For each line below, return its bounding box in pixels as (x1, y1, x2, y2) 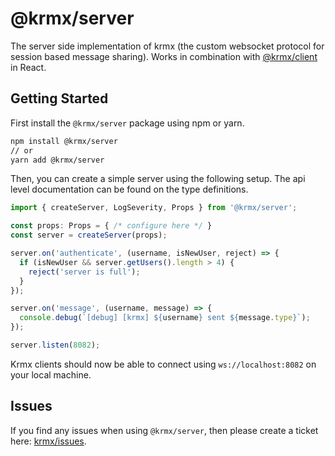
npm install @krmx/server (10, 136, 118, 146)
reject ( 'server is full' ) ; (28, 267, 141, 277)
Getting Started (10, 90, 109, 107)
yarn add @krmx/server (10, 155, 105, 165)
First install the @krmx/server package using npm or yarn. (10, 117, 245, 129)
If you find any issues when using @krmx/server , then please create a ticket (10, 424, 319, 436)
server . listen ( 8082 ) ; (10, 340, 101, 350)
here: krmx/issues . (10, 435, 87, 447)
